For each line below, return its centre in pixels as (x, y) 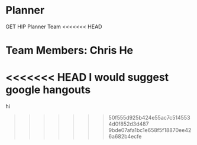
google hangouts (48, 90)
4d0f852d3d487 (129, 124)
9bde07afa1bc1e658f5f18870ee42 (150, 130)
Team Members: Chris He (70, 50)
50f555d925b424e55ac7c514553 (149, 118)
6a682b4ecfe (125, 137)
